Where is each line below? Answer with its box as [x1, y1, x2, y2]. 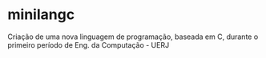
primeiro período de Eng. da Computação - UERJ [7, 40, 170, 49]
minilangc [7, 6, 75, 24]
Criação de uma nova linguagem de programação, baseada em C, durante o [7, 32, 259, 41]
